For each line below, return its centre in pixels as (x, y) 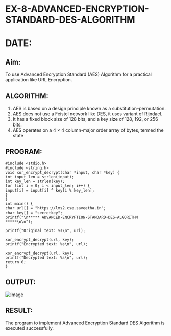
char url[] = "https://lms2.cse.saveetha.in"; (56, 208)
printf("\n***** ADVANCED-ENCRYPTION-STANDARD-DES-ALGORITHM (72, 217)
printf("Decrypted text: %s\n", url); (46, 257)
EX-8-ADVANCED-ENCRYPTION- (77, 9)
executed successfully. (29, 328)
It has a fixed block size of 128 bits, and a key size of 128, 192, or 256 (85, 119)
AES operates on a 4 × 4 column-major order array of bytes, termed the (88, 130)
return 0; (16, 262)
